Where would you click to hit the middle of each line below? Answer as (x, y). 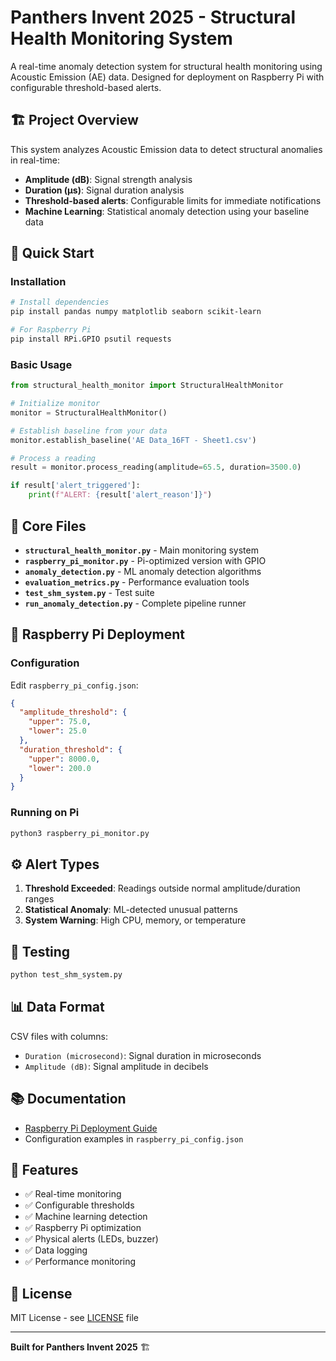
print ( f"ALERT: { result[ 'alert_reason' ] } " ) (120, 495)
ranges (39, 899)
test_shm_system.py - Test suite (89, 592)
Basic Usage (41, 364)
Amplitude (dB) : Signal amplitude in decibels (116, 1066)
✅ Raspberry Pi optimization (83, 1228)
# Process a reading (53, 458)
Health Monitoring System (121, 38)
